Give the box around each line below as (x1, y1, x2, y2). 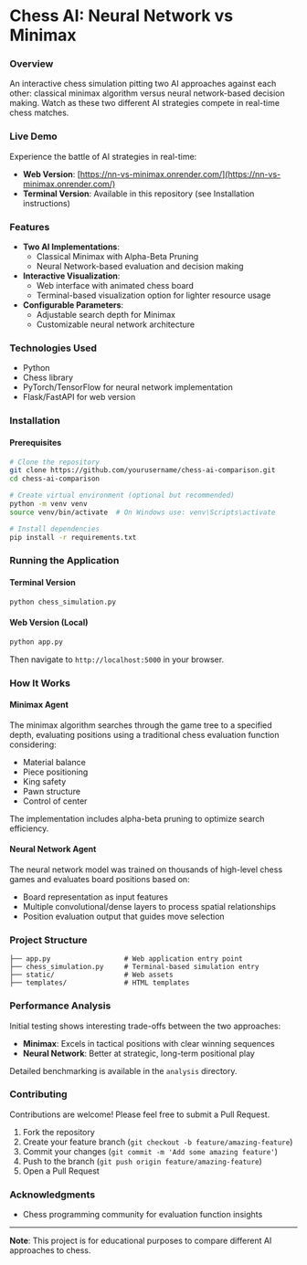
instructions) (22, 197, 71, 208)
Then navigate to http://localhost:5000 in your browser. (9, 654, 225, 665)
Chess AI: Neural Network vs (9, 5, 234, 26)
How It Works (9, 677, 71, 690)
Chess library (22, 372, 74, 384)
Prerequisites (9, 437, 62, 448)
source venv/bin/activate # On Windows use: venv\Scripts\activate (9, 508, 276, 517)
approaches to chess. (9, 1245, 91, 1256)
